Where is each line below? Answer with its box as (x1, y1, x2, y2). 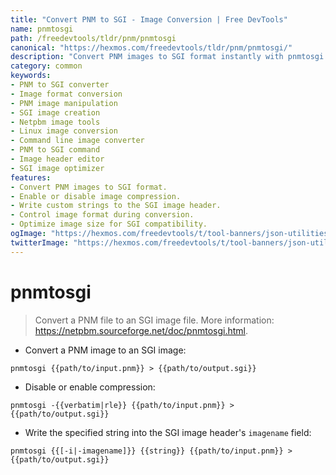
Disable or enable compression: (24, 381, 156, 393)
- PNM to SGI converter (10, 80, 110, 90)
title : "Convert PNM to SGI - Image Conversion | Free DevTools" (10, 14, 288, 25)
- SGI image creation (10, 107, 101, 118)
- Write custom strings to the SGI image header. (10, 201, 222, 211)
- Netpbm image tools (10, 117, 101, 127)
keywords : (10, 71, 52, 81)
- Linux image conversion (10, 126, 118, 136)
